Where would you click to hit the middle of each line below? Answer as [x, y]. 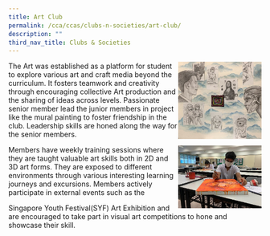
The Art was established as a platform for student [90, 66]
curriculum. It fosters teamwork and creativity [84, 83]
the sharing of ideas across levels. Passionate [84, 100]
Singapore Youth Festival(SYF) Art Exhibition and [89, 208]
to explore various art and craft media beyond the [90, 75]
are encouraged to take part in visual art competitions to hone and [118, 217]
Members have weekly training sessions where [86, 150]
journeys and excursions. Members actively [80, 184]
